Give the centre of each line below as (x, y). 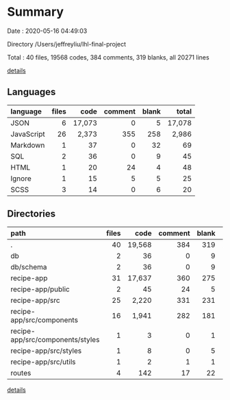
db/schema (29, 267)
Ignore (21, 178)
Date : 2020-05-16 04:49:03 (47, 31)
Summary (35, 12)
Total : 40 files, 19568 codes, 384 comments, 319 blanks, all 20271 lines (108, 57)
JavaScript (28, 134)
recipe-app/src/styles (46, 351)
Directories (31, 214)
